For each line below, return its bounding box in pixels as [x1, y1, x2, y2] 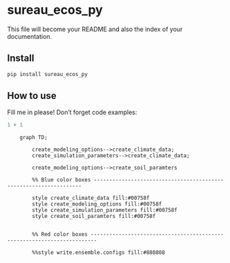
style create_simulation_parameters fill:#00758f [32, 207, 178, 214]
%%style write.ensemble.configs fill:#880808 [32, 249, 166, 256]
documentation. [7, 32, 52, 40]
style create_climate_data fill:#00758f [32, 194, 150, 202]
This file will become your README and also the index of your [7, 25, 183, 33]
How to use [7, 90, 57, 102]
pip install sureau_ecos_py [7, 71, 88, 78]
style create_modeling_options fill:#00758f [32, 201, 162, 208]
